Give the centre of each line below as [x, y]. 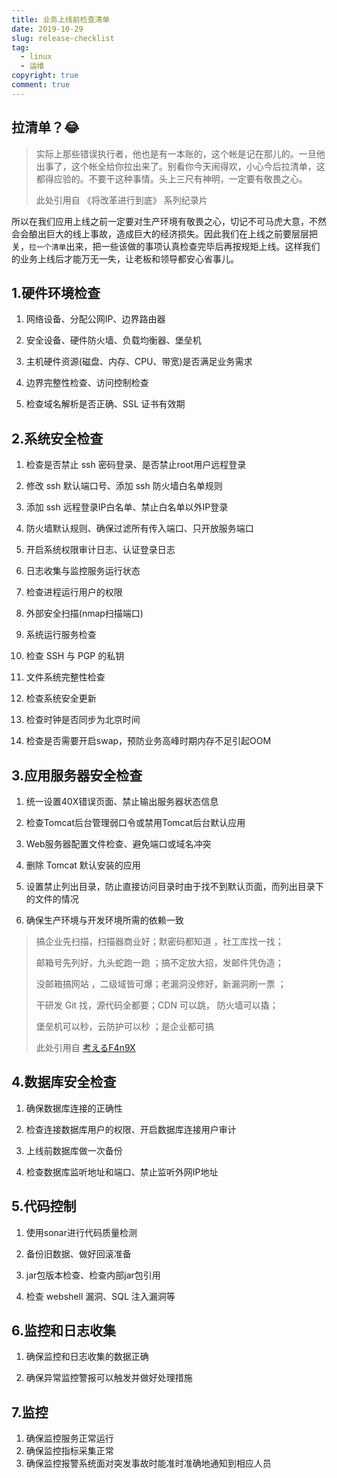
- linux [36, 57]
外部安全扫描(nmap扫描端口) [84, 613]
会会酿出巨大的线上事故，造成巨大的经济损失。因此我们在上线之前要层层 [160, 233]
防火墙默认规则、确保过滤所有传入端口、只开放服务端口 [139, 528]
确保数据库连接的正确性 [74, 1108]
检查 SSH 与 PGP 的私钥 [75, 656]
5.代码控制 [44, 1206]
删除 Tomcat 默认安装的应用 [83, 865]
